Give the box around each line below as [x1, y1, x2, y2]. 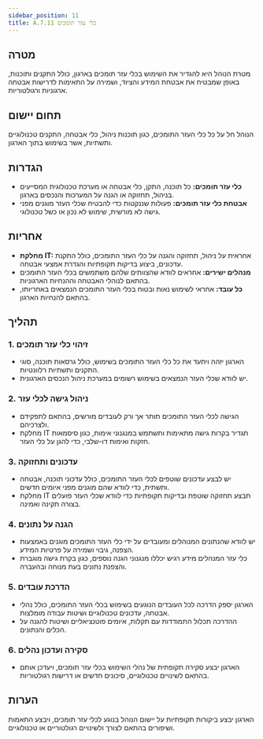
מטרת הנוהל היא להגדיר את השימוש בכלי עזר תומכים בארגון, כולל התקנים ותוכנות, [8, 69, 251, 79]
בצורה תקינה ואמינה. [19, 499, 81, 509]
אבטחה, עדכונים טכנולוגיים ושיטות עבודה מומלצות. [19, 608, 170, 618]
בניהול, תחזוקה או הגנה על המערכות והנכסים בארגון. [19, 190, 175, 200]
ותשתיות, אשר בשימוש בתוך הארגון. [8, 138, 113, 147]
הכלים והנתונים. [19, 625, 67, 634]
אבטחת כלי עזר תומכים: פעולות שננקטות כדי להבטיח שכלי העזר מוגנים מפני [19, 198, 248, 207]
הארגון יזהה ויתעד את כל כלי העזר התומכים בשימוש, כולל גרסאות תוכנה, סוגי [19, 356, 245, 367]
